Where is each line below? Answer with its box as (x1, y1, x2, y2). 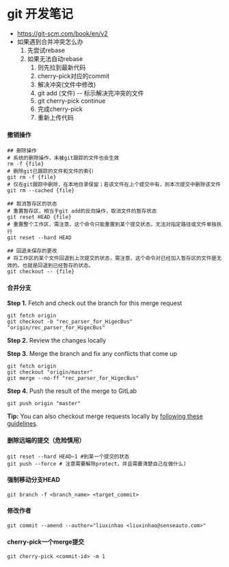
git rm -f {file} (7, 174, 57, 181)
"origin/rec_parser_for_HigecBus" (7, 324, 106, 331)
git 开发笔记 (7, 6, 74, 22)
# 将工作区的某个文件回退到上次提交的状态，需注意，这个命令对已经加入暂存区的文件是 (7, 255, 217, 262)
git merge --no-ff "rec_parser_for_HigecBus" (7, 375, 139, 382)
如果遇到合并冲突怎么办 (16, 37, 83, 45)
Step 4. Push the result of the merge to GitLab (7, 387, 137, 395)
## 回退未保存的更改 (7, 248, 57, 254)
